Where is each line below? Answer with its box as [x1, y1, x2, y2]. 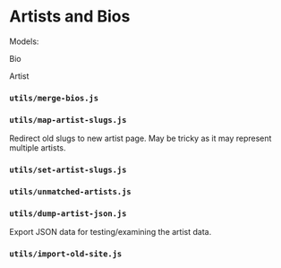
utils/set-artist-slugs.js [9, 165, 127, 176]
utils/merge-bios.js [9, 92, 99, 103]
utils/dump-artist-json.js [9, 208, 127, 219]
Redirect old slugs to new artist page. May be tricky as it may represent [9, 133, 272, 144]
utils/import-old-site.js [9, 249, 123, 259]
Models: [9, 36, 39, 47]
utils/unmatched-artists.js [9, 186, 132, 196]
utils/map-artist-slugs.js [9, 115, 127, 125]
